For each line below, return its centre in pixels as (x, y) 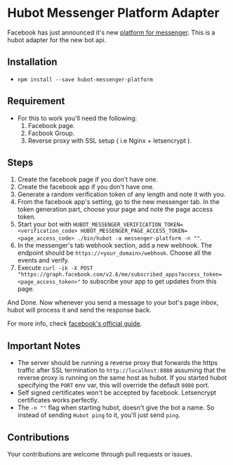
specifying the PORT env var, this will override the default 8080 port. (113, 386)
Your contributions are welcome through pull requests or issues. (100, 454)
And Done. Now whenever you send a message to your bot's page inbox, (113, 302)
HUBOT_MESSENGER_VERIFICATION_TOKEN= (128, 225)
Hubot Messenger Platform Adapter (113, 13)
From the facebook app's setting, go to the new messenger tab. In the (118, 202)
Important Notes (44, 346)
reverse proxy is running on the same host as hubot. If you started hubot (122, 378)
